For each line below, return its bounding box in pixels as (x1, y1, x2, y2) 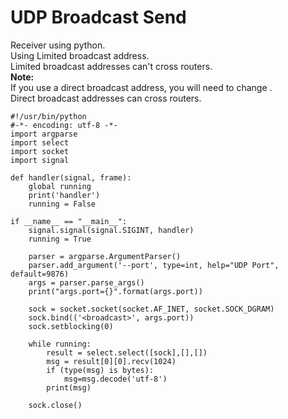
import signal (10, 155, 70, 165)
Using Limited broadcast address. (10, 49, 150, 61)
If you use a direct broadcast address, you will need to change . (10, 81, 273, 93)
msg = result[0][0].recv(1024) (46, 356, 177, 366)
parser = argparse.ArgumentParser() (28, 251, 182, 261)
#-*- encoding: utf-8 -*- (10, 120, 118, 130)
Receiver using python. (10, 39, 106, 51)
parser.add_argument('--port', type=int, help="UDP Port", (28, 260, 280, 270)
